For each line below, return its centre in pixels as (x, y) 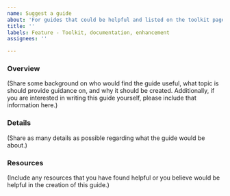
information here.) (33, 105)
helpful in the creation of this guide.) (58, 185)
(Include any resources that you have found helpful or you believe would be (114, 178)
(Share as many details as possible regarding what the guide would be (106, 138)
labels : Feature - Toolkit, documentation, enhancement (88, 32)
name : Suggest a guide (39, 13)
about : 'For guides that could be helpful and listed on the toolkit (108, 20)
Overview (24, 69)
